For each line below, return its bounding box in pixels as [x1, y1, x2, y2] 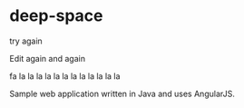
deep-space [9, 5, 103, 26]
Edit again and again [9, 53, 86, 64]
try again [9, 35, 43, 46]
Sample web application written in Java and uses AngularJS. [9, 88, 236, 99]
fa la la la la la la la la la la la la [9, 70, 121, 82]
